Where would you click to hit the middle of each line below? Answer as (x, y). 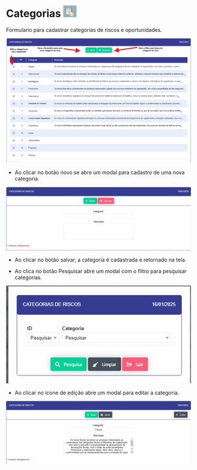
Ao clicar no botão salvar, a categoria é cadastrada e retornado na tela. (100, 260)
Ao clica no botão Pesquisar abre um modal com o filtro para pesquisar (101, 271)
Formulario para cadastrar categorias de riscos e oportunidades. (84, 30)
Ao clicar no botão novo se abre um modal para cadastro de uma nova (99, 173)
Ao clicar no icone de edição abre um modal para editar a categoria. (97, 393)
